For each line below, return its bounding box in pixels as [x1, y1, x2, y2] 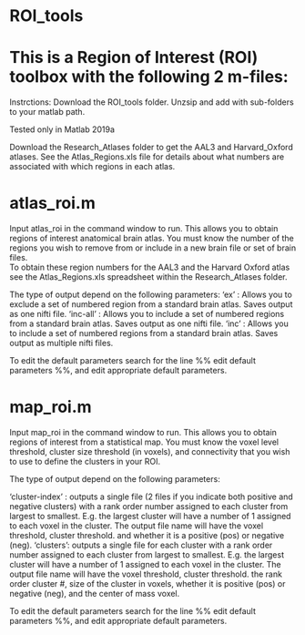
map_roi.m [9, 397, 93, 417]
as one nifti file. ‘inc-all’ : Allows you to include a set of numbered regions [9, 309, 285, 320]
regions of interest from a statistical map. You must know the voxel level [9, 436, 280, 447]
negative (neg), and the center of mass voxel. [9, 589, 180, 599]
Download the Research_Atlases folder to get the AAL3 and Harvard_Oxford [9, 142, 293, 153]
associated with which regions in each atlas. [9, 161, 176, 172]
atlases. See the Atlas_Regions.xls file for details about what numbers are [9, 151, 285, 162]
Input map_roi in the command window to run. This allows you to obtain [9, 427, 278, 437]
